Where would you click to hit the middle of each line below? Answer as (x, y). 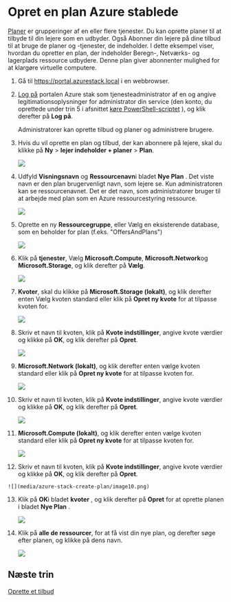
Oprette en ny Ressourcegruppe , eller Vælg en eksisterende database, (118, 224)
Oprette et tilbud (31, 591)
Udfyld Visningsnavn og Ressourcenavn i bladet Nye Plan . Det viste (116, 176)
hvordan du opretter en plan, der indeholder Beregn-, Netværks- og (104, 53)
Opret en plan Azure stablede (93, 12)
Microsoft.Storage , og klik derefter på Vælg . (81, 265)
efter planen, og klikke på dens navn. (70, 540)
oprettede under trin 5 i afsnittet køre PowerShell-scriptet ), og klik (112, 109)
